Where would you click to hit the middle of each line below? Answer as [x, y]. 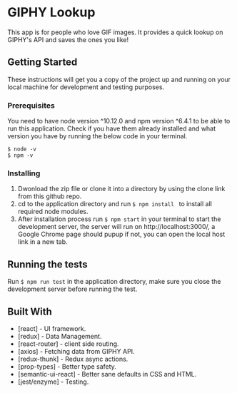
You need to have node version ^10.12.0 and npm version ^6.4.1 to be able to [119, 121]
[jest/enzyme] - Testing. [53, 382]
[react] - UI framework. [52, 328]
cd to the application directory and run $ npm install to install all [115, 204]
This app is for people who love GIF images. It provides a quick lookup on [115, 32]
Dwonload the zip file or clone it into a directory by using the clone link [121, 189]
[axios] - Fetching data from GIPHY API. [76, 351]
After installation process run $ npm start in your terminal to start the [119, 219]
